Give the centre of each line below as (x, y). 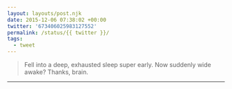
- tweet (25, 45)
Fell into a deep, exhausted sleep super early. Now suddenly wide (118, 65)
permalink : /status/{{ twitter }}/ (58, 33)
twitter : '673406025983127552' (52, 26)
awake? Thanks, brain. (56, 72)
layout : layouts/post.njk (44, 13)
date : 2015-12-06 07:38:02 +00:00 (57, 20)
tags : (15, 39)
